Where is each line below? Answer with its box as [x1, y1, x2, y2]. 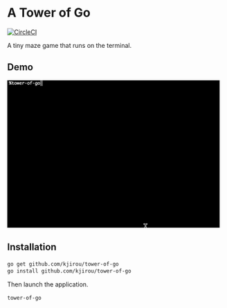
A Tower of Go [7, 5, 91, 21]
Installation [7, 241, 57, 253]
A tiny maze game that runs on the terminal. [7, 41, 132, 49]
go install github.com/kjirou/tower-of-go [7, 268, 131, 275]
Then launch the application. [7, 280, 89, 289]
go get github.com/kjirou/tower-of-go [7, 260, 119, 268]
